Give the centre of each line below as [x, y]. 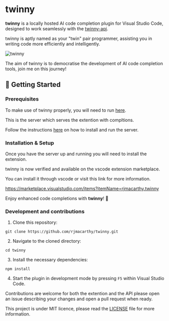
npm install [18, 269]
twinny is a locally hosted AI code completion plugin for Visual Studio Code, [84, 23]
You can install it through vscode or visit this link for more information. [78, 178]
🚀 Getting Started [33, 85]
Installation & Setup [30, 143]
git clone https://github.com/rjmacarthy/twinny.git [62, 232]
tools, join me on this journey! [36, 69]
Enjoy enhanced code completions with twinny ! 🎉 [57, 198]
